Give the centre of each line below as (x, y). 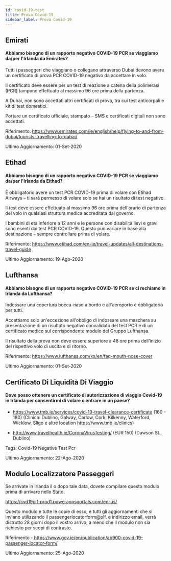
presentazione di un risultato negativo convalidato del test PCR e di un (79, 326)
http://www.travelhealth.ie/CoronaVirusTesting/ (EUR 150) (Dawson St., (87, 432)
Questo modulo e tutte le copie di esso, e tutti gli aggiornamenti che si (79, 511)
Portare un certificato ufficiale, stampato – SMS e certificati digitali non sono (86, 116)
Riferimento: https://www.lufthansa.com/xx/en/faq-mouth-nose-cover (79, 356)
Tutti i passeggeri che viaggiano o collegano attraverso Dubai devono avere (85, 70)
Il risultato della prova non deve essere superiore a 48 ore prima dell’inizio (83, 341)
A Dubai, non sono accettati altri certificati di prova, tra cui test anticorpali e (85, 101)
